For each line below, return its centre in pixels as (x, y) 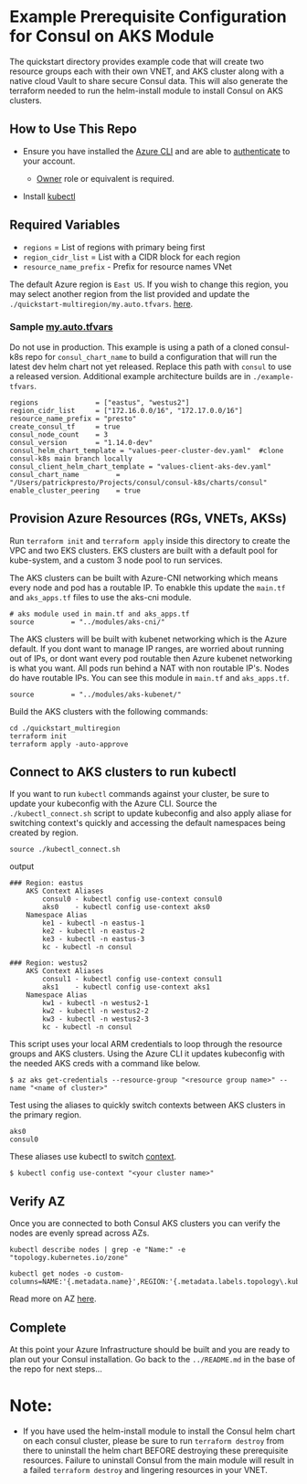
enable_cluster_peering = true (75, 491)
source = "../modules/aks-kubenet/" (95, 694)
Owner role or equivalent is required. (106, 178)
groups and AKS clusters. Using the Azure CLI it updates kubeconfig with (147, 1054)
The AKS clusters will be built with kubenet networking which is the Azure (148, 639)
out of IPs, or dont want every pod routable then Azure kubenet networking (151, 658)
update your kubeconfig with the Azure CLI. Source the (113, 804)
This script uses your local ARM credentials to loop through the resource (146, 1044)
